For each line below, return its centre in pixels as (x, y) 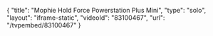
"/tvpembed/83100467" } (44, 25)
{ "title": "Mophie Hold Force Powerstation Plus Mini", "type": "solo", (106, 10)
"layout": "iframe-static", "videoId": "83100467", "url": (86, 18)
